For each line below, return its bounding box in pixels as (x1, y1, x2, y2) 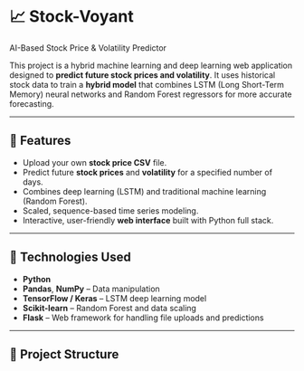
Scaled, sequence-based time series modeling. (22, 205, 199, 216)
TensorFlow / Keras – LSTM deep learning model (22, 292, 207, 303)
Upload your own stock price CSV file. (22, 157, 167, 167)
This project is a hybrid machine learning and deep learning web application (9, 60, 293, 71)
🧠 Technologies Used (9, 250, 131, 265)
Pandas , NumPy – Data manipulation (22, 283, 160, 294)
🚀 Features (9, 133, 71, 148)
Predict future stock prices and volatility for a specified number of (22, 166, 273, 177)
